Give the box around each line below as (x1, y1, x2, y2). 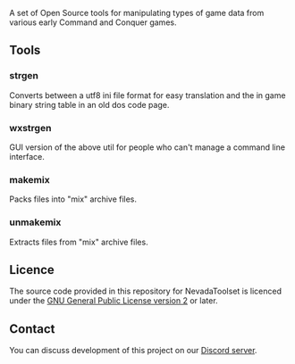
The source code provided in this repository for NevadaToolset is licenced (9, 285, 282, 297)
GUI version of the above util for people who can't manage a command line (9, 142, 286, 153)
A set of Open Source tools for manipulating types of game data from (9, 8, 265, 18)
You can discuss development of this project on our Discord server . (9, 345, 257, 356)
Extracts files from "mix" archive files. (9, 236, 149, 247)
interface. (9, 151, 45, 161)
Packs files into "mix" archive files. (9, 194, 137, 204)
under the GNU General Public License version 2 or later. (9, 295, 218, 306)
